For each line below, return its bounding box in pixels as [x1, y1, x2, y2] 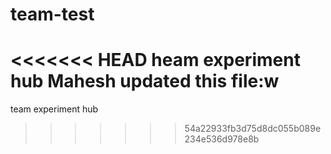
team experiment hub [10, 103, 99, 115]
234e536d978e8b [184, 133, 260, 145]
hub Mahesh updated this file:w [10, 70, 280, 93]
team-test [10, 3, 95, 26]
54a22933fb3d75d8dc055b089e [184, 123, 322, 135]
